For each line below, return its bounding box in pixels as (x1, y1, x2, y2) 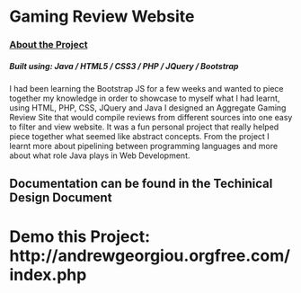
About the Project (9, 39, 88, 51)
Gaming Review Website (9, 6, 195, 27)
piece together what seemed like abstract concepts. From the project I (9, 131, 270, 142)
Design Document (9, 191, 112, 206)
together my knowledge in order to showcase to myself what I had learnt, (9, 93, 280, 104)
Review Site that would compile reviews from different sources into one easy (9, 112, 293, 123)
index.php (9, 264, 87, 285)
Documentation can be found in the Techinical (9, 176, 273, 191)
